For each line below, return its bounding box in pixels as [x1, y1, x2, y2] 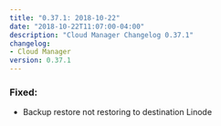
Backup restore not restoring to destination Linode [22, 107, 213, 118]
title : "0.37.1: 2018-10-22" [9, 13, 121, 23]
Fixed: [9, 86, 38, 99]
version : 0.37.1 [9, 56, 71, 65]
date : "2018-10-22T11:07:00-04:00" [9, 22, 145, 31]
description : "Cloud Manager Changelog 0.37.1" [9, 30, 195, 39]
